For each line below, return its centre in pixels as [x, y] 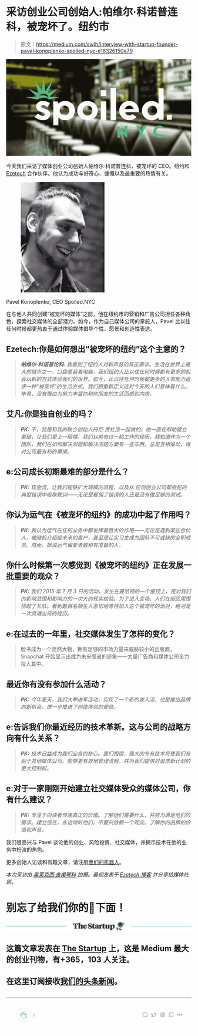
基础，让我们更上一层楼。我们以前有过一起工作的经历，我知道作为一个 [105, 437]
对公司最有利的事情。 [46, 451]
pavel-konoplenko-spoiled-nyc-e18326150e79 [77, 51]
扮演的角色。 [32, 849]
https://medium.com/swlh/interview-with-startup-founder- [107, 44]
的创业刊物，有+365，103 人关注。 [70, 959]
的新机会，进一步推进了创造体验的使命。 [69, 706]
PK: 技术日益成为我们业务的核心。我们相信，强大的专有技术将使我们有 [105, 753]
